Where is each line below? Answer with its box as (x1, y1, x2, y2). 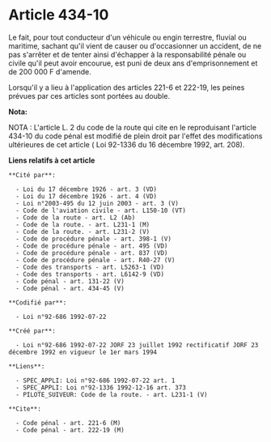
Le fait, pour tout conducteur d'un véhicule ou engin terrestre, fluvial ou (8, 32, 247, 42)
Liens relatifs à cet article (8, 155, 95, 165)
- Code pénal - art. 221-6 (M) (15, 419, 121, 427)
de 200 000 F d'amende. (8, 66, 91, 76)
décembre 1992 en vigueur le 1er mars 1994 (8, 348, 158, 356)
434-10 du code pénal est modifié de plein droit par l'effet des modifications (8, 131, 263, 141)
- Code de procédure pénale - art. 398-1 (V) (15, 235, 172, 243)
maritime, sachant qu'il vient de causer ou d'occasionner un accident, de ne (8, 40, 262, 50)
